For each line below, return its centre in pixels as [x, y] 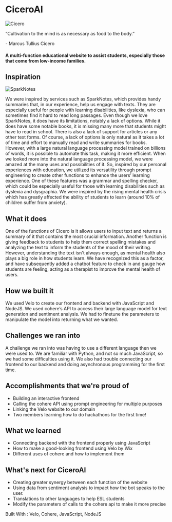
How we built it [30, 291]
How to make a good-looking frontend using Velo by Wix [73, 448]
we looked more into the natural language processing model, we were [79, 159]
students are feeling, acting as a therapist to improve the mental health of [83, 269]
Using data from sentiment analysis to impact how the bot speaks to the [89, 488]
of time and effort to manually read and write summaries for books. [76, 143]
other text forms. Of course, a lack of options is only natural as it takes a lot [85, 137]
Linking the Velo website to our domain [54, 409]
